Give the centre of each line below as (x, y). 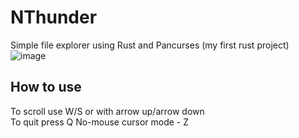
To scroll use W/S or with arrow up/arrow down (107, 111)
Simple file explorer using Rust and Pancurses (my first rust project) (150, 45)
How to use (46, 87)
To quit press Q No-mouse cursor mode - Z (100, 122)
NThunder (54, 17)
